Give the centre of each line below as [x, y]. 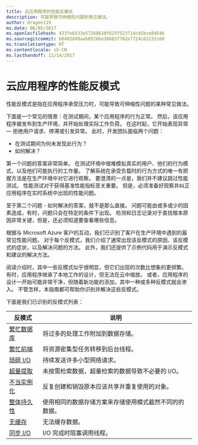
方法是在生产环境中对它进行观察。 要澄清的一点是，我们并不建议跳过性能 [100, 178]
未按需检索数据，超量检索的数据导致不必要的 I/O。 [112, 371]
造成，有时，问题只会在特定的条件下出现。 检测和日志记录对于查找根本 [97, 212]
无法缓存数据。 [63, 421]
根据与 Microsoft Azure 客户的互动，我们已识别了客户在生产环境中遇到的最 [97, 233]
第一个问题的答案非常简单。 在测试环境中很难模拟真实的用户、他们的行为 [95, 163]
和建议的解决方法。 [29, 254]
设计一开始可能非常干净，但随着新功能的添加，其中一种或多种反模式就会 [94, 282]
